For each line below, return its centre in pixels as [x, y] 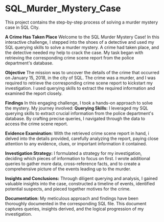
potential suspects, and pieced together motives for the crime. [68, 189]
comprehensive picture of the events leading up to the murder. [68, 169]
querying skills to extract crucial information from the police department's [79, 113]
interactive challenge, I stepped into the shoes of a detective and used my [80, 42]
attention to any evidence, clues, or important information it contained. [76, 143]
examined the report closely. [34, 93]
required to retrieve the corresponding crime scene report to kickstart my [79, 83]
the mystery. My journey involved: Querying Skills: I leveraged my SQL [77, 108]
